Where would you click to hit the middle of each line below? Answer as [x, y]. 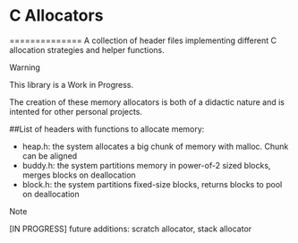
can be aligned [50, 156]
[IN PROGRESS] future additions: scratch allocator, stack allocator [131, 229]
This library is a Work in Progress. [72, 84]
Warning [25, 67]
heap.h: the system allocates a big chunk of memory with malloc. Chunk [155, 146]
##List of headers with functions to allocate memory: [107, 129]
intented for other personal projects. [76, 111]
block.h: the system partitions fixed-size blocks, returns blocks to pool [152, 184]
